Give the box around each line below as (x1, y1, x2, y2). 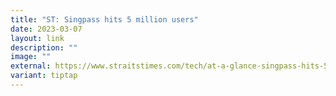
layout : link (10, 33, 65, 43)
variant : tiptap (10, 71, 78, 81)
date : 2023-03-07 (10, 24, 83, 34)
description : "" (10, 42, 78, 53)
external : (10, 61, 52, 71)
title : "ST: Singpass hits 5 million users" (10, 14, 199, 25)
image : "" (10, 52, 52, 62)
